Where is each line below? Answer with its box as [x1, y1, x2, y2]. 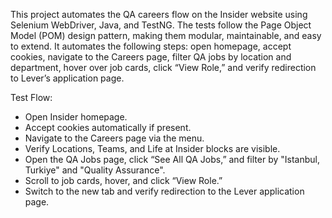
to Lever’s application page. [10, 72, 125, 84]
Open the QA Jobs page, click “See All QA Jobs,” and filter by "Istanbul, [24, 154, 320, 165]
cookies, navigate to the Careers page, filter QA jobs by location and [10, 51, 292, 63]
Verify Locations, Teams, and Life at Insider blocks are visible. [24, 143, 281, 154]
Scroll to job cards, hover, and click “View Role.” [24, 175, 223, 186]
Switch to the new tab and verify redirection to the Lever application [24, 185, 305, 197]
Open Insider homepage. [24, 111, 128, 123]
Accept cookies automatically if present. [24, 122, 192, 133]
